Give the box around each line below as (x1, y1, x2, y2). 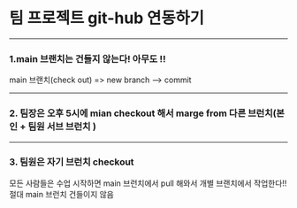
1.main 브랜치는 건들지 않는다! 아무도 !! (9, 52, 166, 65)
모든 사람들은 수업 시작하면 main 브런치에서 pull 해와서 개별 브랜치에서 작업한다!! (9, 178, 287, 189)
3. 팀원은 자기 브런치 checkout (9, 156, 134, 168)
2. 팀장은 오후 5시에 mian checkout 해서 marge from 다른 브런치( (9, 107, 277, 119)
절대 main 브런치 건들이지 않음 (9, 189, 115, 199)
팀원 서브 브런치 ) (27, 120, 97, 133)
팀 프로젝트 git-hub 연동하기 (9, 8, 205, 28)
